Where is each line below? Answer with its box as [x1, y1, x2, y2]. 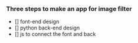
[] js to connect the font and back [14, 31, 96, 38]
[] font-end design [14, 18, 60, 25]
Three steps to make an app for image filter [6, 5, 132, 13]
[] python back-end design [14, 24, 80, 31]
